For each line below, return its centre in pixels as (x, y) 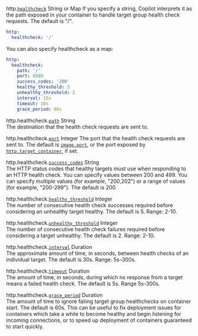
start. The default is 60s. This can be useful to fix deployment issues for (94, 308)
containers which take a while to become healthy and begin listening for (94, 314)
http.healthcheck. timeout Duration (48, 271)
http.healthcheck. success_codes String (53, 162)
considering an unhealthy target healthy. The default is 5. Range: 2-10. (92, 211)
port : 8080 (30, 76)
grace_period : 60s (39, 109)
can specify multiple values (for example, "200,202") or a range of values (96, 181)
